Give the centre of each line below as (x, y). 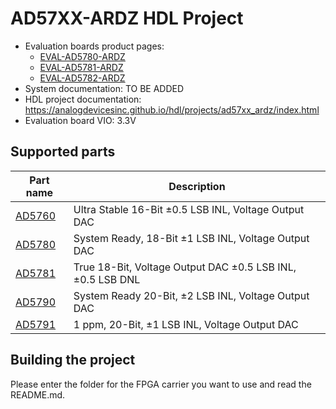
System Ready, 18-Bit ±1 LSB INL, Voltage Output (191, 238)
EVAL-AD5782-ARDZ (82, 78)
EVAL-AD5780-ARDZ (82, 56)
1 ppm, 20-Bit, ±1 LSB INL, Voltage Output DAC (186, 324)
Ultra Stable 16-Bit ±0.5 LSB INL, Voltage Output (189, 209)
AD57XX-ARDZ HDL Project (127, 18)
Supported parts (63, 152)
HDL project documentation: (83, 99)
